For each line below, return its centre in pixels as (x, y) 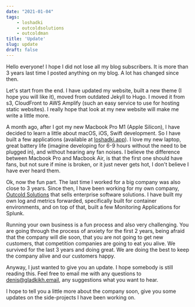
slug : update (22, 45)
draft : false (22, 50)
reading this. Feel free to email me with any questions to (74, 273)
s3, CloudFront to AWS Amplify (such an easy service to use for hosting (93, 103)
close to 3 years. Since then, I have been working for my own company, (93, 188)
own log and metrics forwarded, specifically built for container (81, 201)
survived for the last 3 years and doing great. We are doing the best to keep (98, 249)
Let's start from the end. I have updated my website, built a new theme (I (94, 90)
